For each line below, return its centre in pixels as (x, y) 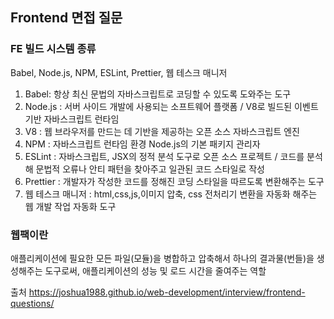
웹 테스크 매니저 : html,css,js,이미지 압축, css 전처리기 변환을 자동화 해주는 (171, 194)
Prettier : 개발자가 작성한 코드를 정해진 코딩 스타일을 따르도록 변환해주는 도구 (174, 181)
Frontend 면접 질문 (66, 18)
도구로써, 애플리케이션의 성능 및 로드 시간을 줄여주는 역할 (155, 270)
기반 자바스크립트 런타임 (72, 119)
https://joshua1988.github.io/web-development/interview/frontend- (167, 292)
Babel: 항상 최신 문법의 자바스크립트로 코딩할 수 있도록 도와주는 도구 (158, 94)
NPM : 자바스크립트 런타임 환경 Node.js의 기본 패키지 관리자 (142, 144)
